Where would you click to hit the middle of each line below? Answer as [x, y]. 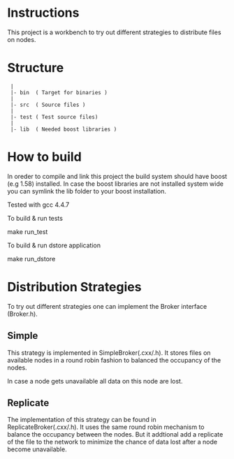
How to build [44, 157]
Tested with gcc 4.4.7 [38, 205]
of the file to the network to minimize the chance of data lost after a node [112, 442]
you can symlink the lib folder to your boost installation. [87, 191]
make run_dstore [31, 258]
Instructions [43, 13]
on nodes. [22, 39]
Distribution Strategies [74, 287]
